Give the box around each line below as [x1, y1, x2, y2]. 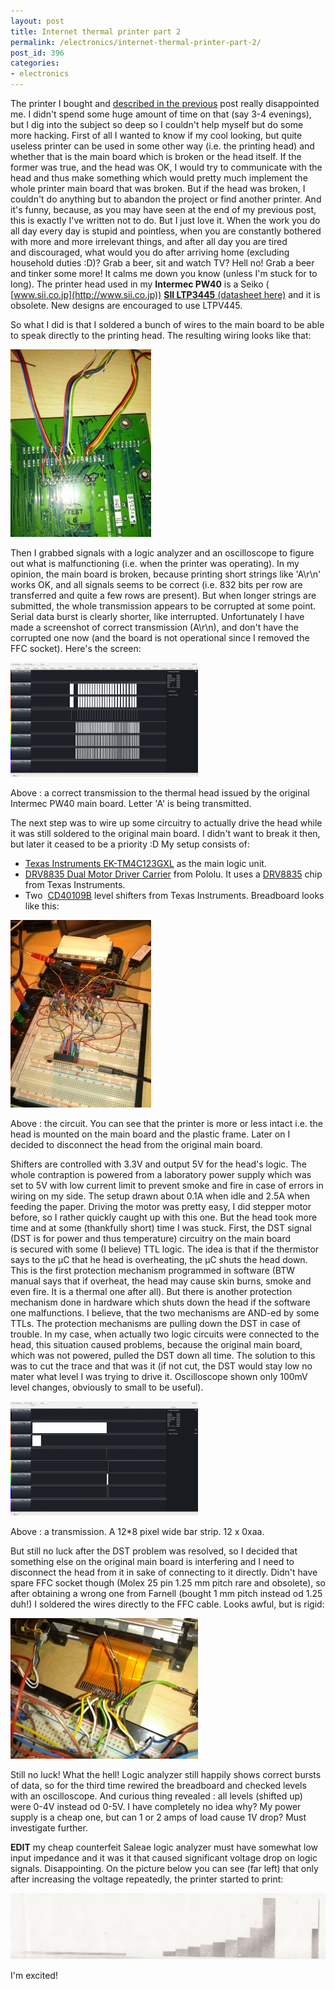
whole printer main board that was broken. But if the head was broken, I [10, 183, 306, 194]
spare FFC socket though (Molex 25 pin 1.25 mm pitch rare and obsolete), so [10, 1577, 326, 1589]
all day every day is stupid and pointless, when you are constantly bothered [10, 225, 322, 237]
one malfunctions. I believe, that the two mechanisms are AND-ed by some [10, 1307, 320, 1319]
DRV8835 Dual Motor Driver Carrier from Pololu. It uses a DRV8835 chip [24, 868, 323, 880]
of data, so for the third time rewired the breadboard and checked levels [10, 1780, 307, 1791]
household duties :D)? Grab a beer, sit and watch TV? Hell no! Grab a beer [10, 257, 315, 269]
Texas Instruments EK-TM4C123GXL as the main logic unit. [24, 858, 267, 869]
